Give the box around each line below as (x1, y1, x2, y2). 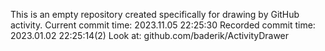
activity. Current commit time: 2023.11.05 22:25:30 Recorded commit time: (10, 19, 316, 31)
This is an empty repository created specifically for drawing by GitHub (10, 9, 300, 20)
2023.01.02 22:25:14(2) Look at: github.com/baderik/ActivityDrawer (10, 30, 290, 41)
